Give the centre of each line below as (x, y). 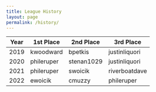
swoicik (79, 71)
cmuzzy (79, 81)
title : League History (34, 11)
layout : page (22, 17)
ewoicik (41, 81)
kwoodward (47, 52)
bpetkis (79, 52)
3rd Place (128, 42)
